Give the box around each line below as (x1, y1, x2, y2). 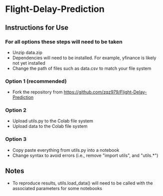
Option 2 (5, 107, 26, 114)
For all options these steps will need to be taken (5, 38, 123, 45)
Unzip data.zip (12, 49, 42, 55)
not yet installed (12, 60, 46, 66)
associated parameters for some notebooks (12, 185, 102, 191)
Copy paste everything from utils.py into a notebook (12, 147, 120, 153)
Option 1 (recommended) (5, 78, 67, 85)
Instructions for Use (5, 23, 69, 32)
